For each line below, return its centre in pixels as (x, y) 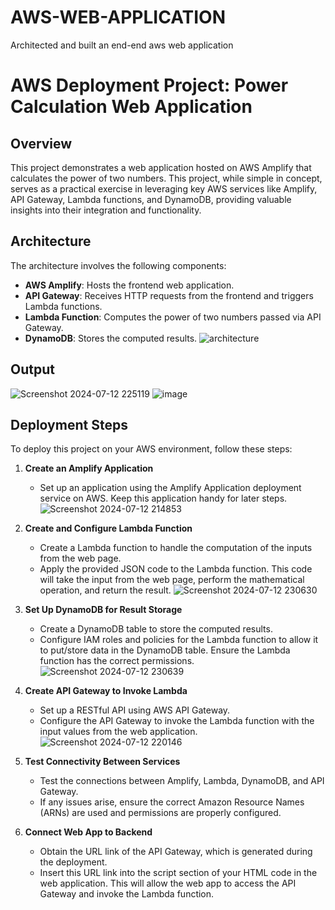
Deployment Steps (69, 424)
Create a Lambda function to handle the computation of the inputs (176, 548)
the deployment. (73, 862)
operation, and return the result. (105, 590)
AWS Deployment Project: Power (149, 85)
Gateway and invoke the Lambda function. (127, 894)
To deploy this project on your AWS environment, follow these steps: (151, 449)
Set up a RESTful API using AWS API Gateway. (135, 710)
